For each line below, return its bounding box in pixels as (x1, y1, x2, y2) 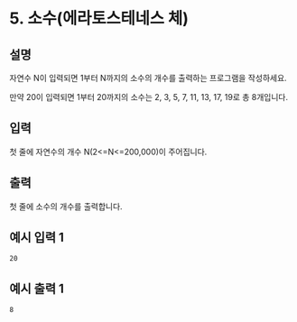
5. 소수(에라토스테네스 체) (9, 8, 190, 29)
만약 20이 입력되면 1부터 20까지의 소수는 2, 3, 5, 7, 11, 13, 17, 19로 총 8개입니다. (9, 92, 289, 102)
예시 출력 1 (9, 281, 65, 296)
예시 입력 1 (9, 230, 65, 245)
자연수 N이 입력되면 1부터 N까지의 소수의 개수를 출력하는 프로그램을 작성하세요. (9, 73, 287, 83)
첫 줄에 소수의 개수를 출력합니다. (9, 200, 124, 212)
